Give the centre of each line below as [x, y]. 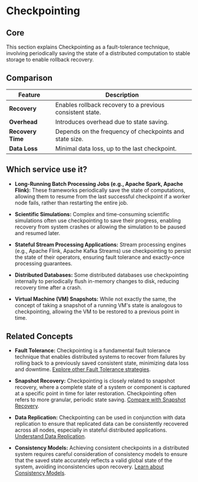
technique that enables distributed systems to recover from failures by [100, 357]
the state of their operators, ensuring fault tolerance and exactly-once [99, 257]
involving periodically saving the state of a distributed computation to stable [98, 53]
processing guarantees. [43, 263]
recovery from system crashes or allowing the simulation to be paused [100, 227]
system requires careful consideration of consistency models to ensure [101, 454]
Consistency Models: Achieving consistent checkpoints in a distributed [102, 448]
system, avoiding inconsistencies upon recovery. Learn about [89, 467]
